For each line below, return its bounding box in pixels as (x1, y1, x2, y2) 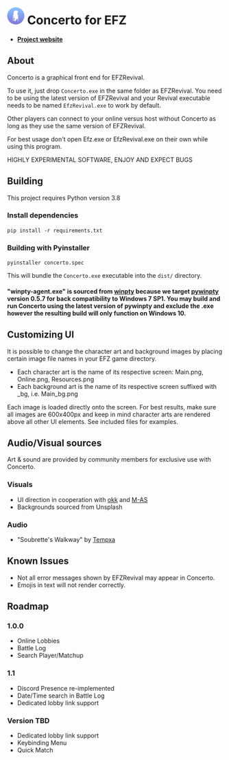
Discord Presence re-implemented (16, 684, 114, 692)
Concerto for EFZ (27, 12, 127, 28)
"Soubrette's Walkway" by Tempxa (16, 535, 115, 543)
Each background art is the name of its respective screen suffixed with (16, 382, 217, 390)
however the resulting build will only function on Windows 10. (7, 309, 186, 317)
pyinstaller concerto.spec (7, 259, 84, 267)
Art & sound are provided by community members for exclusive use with (7, 455, 211, 464)
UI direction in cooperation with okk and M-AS (16, 495, 148, 503)
